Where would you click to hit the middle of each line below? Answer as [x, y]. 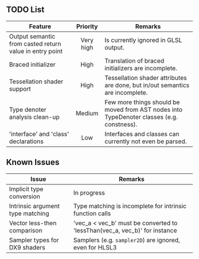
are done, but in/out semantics [147, 85]
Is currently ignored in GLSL [143, 40]
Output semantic [32, 36]
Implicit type [26, 189]
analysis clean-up [34, 116]
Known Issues [33, 162]
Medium [87, 113]
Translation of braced [134, 60]
